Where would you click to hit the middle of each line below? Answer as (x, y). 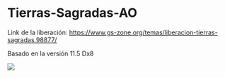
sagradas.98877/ (32, 39)
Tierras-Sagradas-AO (73, 13)
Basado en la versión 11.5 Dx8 (51, 53)
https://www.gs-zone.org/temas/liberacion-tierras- (143, 32)
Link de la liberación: (37, 32)
